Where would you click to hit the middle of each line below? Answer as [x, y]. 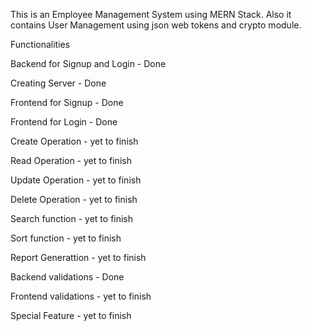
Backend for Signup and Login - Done [88, 63]
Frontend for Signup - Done [67, 102]
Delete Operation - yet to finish [74, 199]
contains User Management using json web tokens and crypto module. [156, 25]
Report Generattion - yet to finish [78, 257]
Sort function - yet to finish [66, 238]
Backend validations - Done [67, 277]
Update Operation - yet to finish [76, 180]
